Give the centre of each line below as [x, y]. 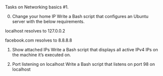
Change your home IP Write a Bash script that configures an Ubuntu [80, 16]
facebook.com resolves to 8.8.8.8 [38, 40]
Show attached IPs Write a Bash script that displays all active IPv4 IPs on [85, 50]
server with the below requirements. [48, 22]
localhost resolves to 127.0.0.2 [35, 31]
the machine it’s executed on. [42, 55]
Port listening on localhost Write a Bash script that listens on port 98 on [83, 64]
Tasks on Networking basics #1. [37, 7]
